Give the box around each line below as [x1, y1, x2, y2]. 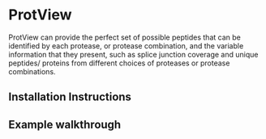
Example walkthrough [8, 117, 122, 131]
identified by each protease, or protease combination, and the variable [8, 40, 244, 50]
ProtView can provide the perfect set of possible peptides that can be [8, 32, 241, 42]
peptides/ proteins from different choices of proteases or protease [8, 58, 230, 68]
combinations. [8, 66, 56, 76]
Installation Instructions [8, 91, 132, 104]
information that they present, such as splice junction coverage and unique [8, 49, 259, 59]
